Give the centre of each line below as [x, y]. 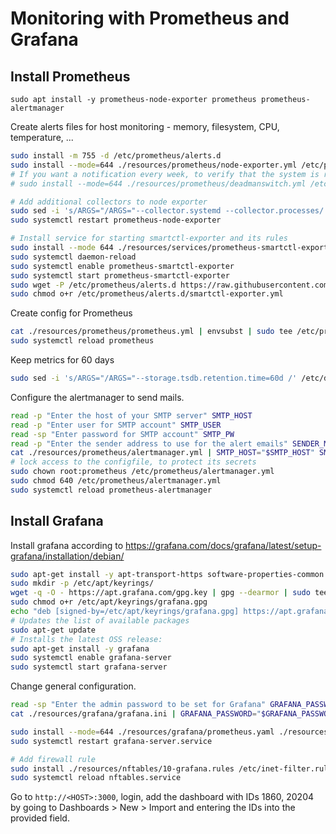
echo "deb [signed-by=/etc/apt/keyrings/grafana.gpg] [125, 612]
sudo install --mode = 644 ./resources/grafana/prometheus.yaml [142, 732]
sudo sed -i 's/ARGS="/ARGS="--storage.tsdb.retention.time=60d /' [154, 378]
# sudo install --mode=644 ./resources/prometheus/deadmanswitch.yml [158, 183]
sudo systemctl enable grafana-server [91, 658]
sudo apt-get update [53, 630]
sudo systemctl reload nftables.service [96, 778]
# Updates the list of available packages [100, 620]
